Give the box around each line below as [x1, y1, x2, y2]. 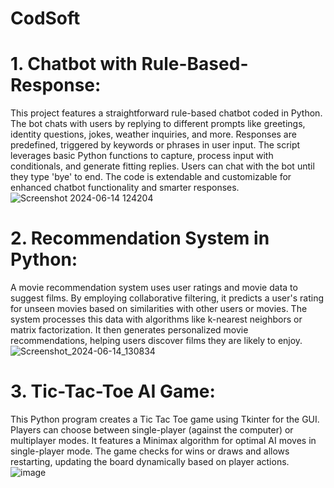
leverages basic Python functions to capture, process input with [10, 150, 274, 162]
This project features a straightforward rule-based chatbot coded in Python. [10, 107, 323, 119]
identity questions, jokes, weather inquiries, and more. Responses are [10, 128, 297, 141]
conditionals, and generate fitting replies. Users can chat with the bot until [10, 160, 315, 172]
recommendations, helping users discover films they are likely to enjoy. [10, 335, 303, 347]
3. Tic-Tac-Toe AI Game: [10, 380, 216, 403]
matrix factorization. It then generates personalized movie [10, 324, 249, 336]
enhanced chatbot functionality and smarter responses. [10, 182, 240, 194]
